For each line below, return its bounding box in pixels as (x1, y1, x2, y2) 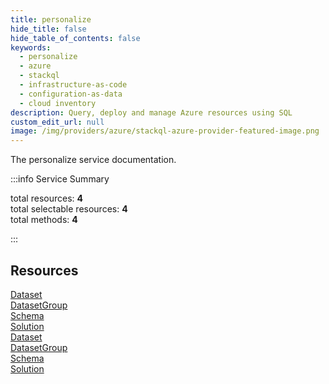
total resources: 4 (10, 192, 83, 205)
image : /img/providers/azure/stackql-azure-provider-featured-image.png (10, 126, 320, 136)
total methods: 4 (10, 214, 78, 226)
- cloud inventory (19, 98, 97, 108)
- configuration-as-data (19, 89, 123, 99)
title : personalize (10, 14, 92, 25)
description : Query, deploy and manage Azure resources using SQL (10, 107, 293, 118)
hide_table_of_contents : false (10, 33, 141, 43)
